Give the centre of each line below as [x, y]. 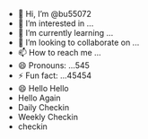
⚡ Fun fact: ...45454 [55, 75]
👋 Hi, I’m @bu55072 [55, 14]
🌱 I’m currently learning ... [65, 33]
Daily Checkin [44, 107]
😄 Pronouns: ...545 [53, 65]
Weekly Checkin [48, 117]
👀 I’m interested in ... [56, 23]
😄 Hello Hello [43, 88]
